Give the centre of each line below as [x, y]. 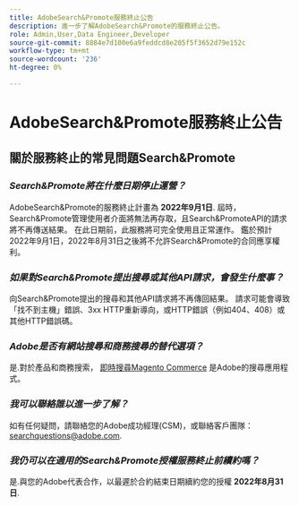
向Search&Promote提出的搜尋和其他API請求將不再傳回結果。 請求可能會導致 [150, 299]
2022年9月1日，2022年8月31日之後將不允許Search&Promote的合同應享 [141, 240]
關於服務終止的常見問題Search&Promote [122, 158]
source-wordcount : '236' [56, 59]
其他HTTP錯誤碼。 [43, 321]
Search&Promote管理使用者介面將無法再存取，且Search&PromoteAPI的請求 [149, 218]
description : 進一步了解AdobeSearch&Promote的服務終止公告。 [117, 26]
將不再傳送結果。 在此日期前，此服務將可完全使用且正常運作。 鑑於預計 [141, 229]
